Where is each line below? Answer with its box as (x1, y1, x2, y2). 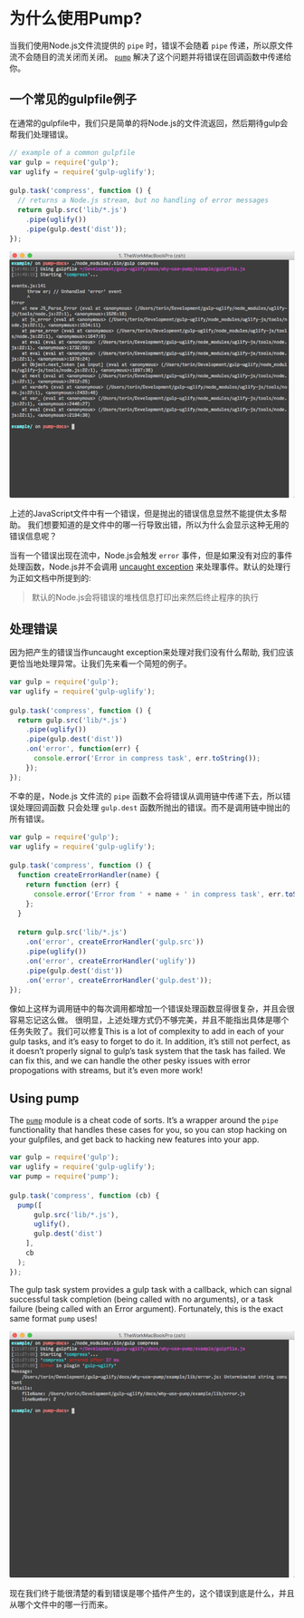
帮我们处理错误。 (9, 129, 73, 140)
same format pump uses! (9, 1313, 98, 1323)
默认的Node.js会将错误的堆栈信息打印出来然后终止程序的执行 (31, 592, 260, 603)
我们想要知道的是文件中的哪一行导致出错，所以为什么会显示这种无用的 (26, 519, 290, 530)
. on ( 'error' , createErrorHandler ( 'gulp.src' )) (25, 937, 204, 947)
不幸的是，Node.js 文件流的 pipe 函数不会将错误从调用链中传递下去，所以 (9, 790, 283, 801)
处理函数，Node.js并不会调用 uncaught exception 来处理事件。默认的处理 (9, 561, 283, 572)
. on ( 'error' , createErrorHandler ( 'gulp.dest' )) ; (25, 975, 213, 984)
